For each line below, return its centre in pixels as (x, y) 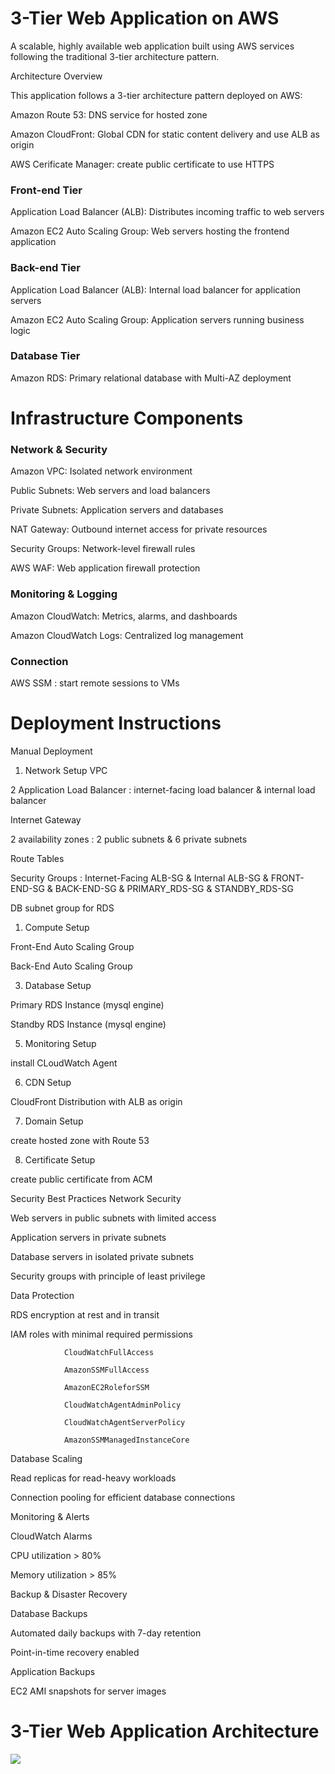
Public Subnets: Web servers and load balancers (110, 491)
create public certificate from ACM (81, 1179)
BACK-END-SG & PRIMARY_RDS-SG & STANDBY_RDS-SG (174, 888)
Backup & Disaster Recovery (69, 1594)
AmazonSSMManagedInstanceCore (126, 1440)
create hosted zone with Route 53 (80, 1140)
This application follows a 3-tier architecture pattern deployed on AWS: (156, 95)
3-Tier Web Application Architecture (165, 1731)
